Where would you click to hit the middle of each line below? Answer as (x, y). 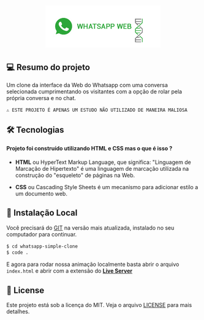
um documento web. (41, 193)
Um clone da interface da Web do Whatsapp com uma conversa (87, 85)
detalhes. (18, 311)
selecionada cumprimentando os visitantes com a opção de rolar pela (94, 92)
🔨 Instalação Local (42, 213)
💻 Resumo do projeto (48, 67)
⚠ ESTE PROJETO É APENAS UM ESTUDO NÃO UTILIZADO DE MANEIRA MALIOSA (97, 110)
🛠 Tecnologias (35, 130)
